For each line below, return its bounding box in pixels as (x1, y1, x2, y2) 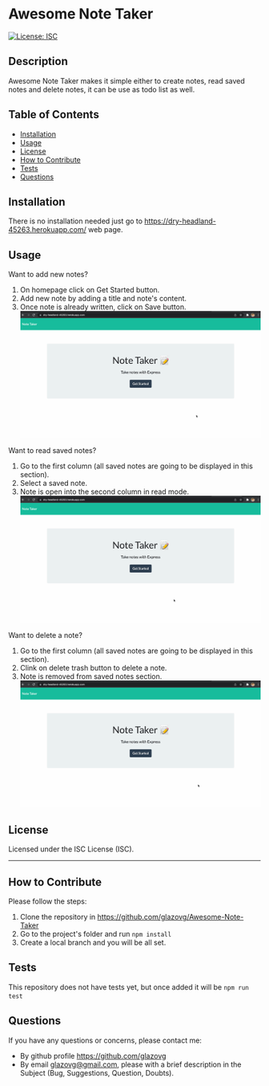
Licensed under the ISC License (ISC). (8, 844, 134, 854)
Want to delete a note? (8, 631, 82, 640)
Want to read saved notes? (8, 446, 97, 455)
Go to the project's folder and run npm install (19, 929, 172, 938)
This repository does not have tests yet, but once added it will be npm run (8, 982, 250, 992)
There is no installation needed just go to (8, 216, 143, 226)
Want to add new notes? (8, 270, 88, 280)
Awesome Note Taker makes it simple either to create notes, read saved (8, 76, 246, 85)
